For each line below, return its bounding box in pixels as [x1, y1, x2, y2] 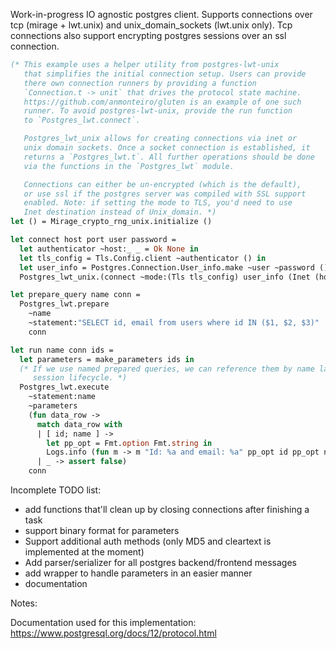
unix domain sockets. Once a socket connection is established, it [23, 143, 311, 153]
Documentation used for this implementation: [10, 617, 197, 628]
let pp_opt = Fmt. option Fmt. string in [46, 438, 213, 448]
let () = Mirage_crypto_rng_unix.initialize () [10, 217, 213, 227]
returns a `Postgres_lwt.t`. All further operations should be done [23, 152, 315, 162]
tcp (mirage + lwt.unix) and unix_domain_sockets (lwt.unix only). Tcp [10, 19, 293, 31]
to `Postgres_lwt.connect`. [23, 115, 141, 126]
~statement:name [28, 392, 97, 402]
